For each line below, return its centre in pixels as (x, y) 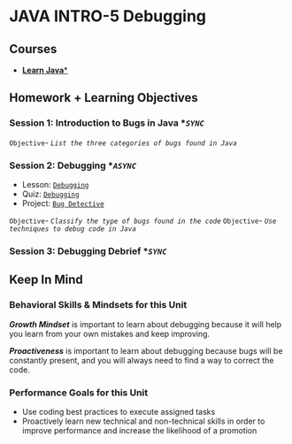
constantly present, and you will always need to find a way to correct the (142, 360)
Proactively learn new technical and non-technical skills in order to (143, 421)
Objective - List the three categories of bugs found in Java (123, 142)
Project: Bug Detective (63, 203)
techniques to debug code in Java (73, 229)
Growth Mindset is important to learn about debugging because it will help (146, 324)
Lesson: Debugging (55, 184)
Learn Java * (45, 70)
